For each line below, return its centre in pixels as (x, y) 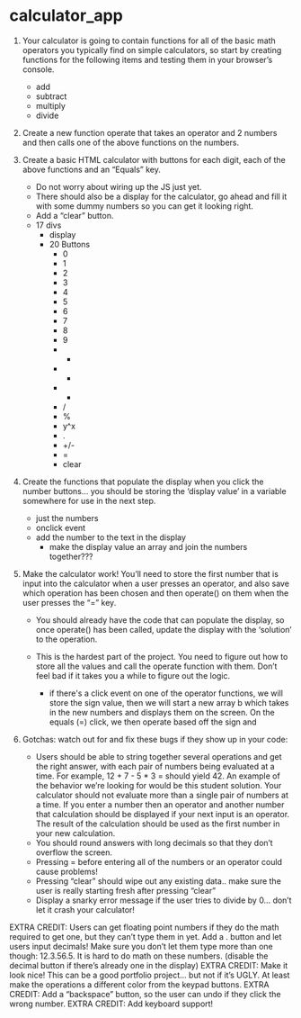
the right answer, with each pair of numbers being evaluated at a (155, 766)
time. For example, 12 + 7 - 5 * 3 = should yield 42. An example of (158, 776)
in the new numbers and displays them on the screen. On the (162, 712)
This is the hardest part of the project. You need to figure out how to (162, 656)
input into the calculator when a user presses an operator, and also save (156, 583)
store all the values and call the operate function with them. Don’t (156, 666)
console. (38, 69)
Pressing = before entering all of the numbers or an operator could (159, 861)
